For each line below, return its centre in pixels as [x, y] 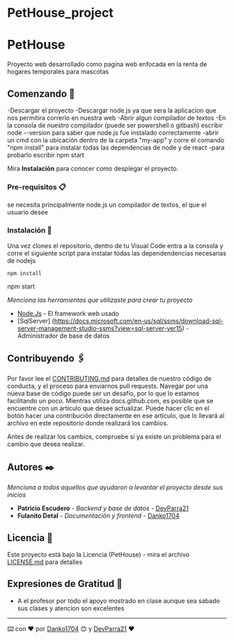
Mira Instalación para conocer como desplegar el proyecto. [93, 168]
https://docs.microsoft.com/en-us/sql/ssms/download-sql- [139, 321]
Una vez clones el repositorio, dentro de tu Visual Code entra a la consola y [115, 245]
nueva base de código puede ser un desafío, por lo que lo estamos [103, 393]
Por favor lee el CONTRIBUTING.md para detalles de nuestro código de [109, 379]
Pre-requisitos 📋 [37, 187]
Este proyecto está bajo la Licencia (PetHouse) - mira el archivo [99, 554]
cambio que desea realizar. [46, 444]
